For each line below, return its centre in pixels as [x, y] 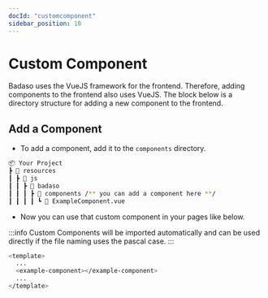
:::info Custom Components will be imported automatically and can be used [134, 232]
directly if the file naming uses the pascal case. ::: [91, 241]
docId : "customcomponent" [52, 16]
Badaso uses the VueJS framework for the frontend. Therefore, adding [127, 86]
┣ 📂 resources [32, 171]
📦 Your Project [36, 163]
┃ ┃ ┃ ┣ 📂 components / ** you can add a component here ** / [112, 193]
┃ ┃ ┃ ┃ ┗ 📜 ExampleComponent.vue [67, 201]
